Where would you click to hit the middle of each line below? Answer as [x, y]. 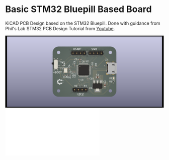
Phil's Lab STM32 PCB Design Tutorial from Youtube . [60, 28]
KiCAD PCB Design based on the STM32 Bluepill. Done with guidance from [83, 23]
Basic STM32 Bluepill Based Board [78, 9]
